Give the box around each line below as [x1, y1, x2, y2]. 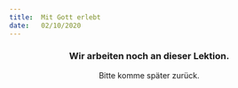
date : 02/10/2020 [9, 21, 82, 30]
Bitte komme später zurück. [99, 70, 200, 80]
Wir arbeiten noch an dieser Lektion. [68, 50, 230, 62]
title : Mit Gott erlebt [9, 12, 101, 22]
